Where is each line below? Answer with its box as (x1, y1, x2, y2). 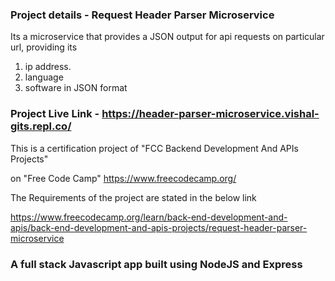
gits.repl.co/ (10, 119, 72, 133)
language (24, 71, 64, 83)
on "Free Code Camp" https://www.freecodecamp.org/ (10, 172, 237, 184)
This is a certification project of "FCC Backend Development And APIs (10, 142, 299, 154)
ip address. (24, 61, 72, 73)
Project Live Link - (10, 107, 100, 121)
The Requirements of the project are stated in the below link (10, 191, 257, 203)
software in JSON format (24, 82, 128, 94)
